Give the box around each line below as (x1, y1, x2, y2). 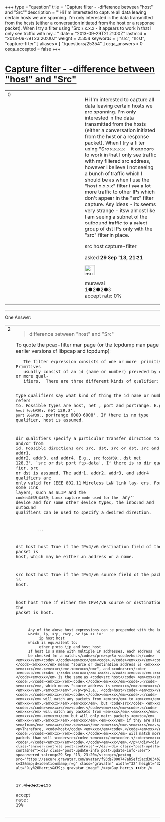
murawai (85, 280, 105, 287)
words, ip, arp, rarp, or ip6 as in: (28, 632, 104, 637)
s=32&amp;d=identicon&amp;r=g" (15, 761, 78, 766)
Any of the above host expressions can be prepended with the (28, 628, 155, 633)
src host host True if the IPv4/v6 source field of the (15, 572, 149, 578)
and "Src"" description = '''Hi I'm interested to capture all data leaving (5, 9, 146, 15)
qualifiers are (15, 475, 51, 481)
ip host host (39, 636, 65, 641)
